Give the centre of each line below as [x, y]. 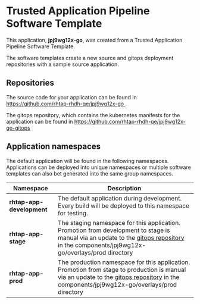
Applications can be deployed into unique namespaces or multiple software [99, 167]
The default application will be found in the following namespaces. [87, 161]
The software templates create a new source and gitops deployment [90, 58]
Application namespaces [54, 147]
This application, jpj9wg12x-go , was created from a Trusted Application [94, 40]
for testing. [73, 213]
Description [124, 188]
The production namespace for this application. [124, 262]
